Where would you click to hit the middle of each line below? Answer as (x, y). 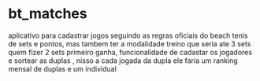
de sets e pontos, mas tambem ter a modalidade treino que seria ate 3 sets (130, 43)
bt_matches (48, 14)
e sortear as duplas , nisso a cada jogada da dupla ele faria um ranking (123, 61)
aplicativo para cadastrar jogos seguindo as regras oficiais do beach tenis (128, 35)
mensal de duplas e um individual (62, 68)
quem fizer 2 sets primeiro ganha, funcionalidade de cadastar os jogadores (130, 52)
